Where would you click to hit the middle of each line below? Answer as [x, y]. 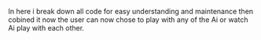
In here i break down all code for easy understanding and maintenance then [131, 11]
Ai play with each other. [46, 28]
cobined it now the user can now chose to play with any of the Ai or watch [128, 20]
